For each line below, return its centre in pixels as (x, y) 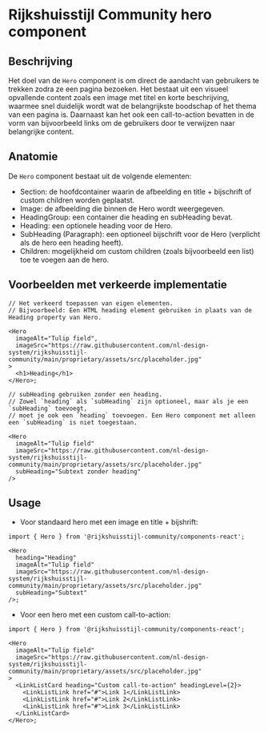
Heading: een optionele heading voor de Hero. (96, 225)
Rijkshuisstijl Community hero (110, 15)
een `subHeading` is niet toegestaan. (73, 422)
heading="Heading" (46, 558)
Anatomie (33, 157)
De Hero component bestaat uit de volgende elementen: (100, 176)
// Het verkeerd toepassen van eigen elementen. (91, 303)
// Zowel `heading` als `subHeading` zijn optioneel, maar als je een (128, 401)
